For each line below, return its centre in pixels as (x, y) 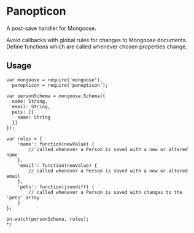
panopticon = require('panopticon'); (60, 85)
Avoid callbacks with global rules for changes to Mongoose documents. (97, 40)
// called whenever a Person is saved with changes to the (106, 192)
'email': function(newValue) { (57, 165)
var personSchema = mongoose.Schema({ (56, 96)
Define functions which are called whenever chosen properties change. (97, 46)
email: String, (31, 106)
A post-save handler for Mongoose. (51, 28)
